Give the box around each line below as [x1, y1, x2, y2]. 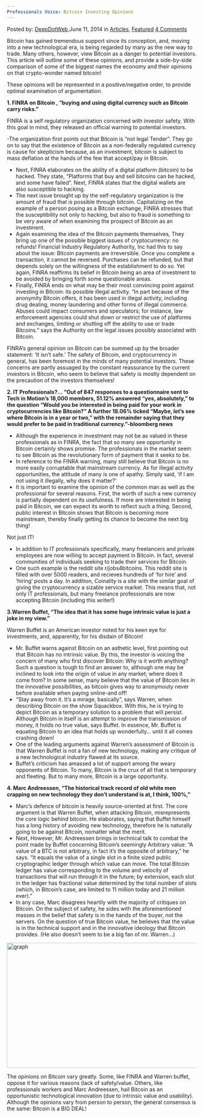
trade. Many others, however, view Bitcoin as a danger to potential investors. [7, 49, 197, 57]
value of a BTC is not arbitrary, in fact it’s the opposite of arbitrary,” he [15, 847, 189, 854]
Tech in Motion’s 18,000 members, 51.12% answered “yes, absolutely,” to [7, 395, 195, 402]
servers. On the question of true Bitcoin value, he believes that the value [15, 918, 195, 925]
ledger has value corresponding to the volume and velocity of [15, 867, 169, 874]
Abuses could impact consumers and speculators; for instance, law [15, 307, 183, 314]
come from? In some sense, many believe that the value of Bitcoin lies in [15, 676, 195, 684]
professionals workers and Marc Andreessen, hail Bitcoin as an [7, 1086, 163, 1093]
